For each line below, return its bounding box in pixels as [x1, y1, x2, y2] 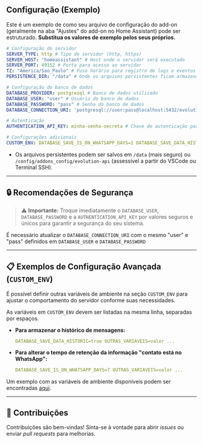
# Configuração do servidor [6, 45, 77, 51]
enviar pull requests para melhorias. [6, 430, 95, 438]
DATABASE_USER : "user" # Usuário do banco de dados [6, 95, 139, 102]
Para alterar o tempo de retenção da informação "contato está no [14, 349, 182, 356]
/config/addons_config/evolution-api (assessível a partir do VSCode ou [14, 157, 196, 164]
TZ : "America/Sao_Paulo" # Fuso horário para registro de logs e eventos [6, 68, 196, 74]
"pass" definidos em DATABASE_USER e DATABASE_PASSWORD [6, 238, 146, 245]
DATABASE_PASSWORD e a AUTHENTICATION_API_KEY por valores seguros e [21, 213, 193, 220]
